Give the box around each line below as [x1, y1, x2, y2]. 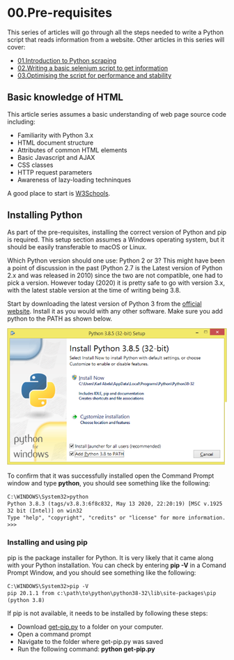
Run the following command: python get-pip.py [17, 645, 155, 653]
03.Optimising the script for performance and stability [17, 71, 172, 80]
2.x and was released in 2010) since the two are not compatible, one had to [7, 271, 223, 279]
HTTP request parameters [17, 168, 93, 176]
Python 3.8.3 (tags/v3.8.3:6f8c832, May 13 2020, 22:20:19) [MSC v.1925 [7, 501, 223, 508]
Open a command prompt [17, 630, 92, 638]
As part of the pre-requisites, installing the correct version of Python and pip [7, 228, 227, 236]
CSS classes [17, 161, 54, 169]
